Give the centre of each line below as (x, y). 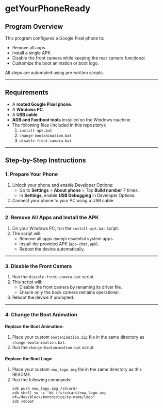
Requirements (27, 92)
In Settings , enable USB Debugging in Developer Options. (77, 195)
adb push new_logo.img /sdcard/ (45, 389)
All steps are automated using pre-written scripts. (55, 73)
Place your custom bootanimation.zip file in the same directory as (78, 337)
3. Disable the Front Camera (38, 266)
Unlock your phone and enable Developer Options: (63, 185)
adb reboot (23, 402)
